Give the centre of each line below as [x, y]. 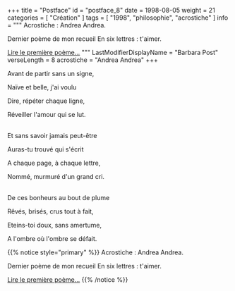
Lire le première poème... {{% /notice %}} [68, 280]
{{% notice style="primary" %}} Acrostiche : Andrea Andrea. [95, 252]
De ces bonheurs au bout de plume [59, 198]
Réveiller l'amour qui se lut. [47, 114]
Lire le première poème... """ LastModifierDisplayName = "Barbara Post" [113, 52]
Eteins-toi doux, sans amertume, [55, 225]
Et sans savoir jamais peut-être [52, 136]
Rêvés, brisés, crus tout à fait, [50, 211]
